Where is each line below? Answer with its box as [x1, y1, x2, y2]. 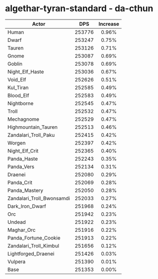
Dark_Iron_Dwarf [7, 203, 46, 209]
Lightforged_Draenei [7, 250, 55, 257]
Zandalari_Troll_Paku [7, 131, 55, 138]
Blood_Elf [7, 92, 29, 99]
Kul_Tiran [7, 84, 29, 91]
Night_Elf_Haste [7, 68, 44, 75]
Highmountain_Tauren [7, 124, 58, 130]
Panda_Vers [7, 163, 35, 170]
